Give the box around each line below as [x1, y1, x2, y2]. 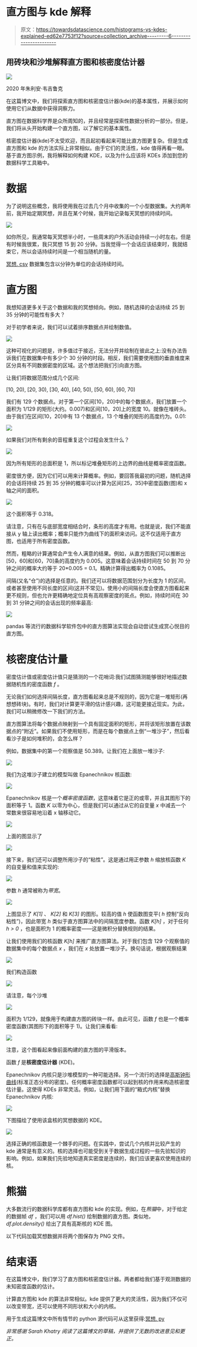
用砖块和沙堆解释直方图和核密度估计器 [6, 57, 145, 68]
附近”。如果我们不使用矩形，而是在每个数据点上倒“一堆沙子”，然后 [23, 728, 185, 735]
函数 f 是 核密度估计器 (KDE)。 [6, 1058, 78, 1066]
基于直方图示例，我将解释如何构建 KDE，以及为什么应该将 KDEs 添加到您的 [6, 151, 188, 159]
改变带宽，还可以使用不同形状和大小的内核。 [11, 1303, 119, 1310]
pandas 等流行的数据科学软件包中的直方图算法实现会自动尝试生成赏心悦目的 [6, 622, 190, 629]
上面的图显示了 [6, 832, 42, 840]
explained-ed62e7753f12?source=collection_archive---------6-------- [20, 32, 191, 39]
